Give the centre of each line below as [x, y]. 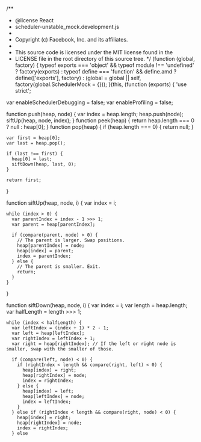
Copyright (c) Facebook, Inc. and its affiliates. [71, 39]
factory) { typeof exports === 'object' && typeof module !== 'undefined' [104, 65]
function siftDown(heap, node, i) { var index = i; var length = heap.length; [97, 305]
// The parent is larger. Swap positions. [71, 240]
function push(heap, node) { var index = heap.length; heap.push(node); [95, 114]
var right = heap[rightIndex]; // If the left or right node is [94, 344]
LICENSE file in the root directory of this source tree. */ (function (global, [105, 59]
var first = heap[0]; [33, 138]
